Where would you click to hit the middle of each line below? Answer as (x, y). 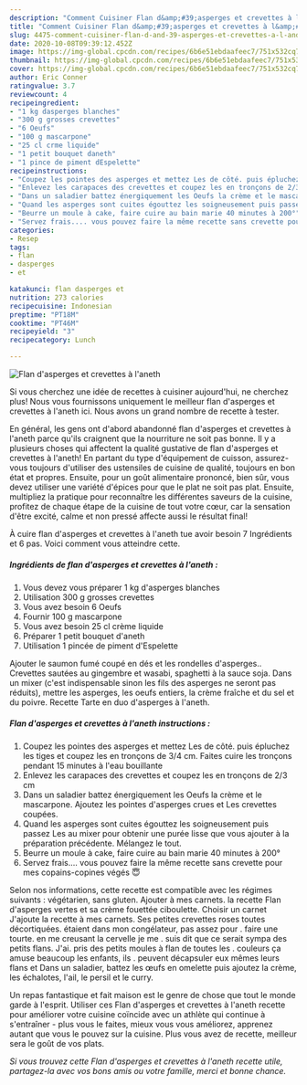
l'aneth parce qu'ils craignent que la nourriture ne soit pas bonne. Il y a (143, 438)
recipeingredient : (44, 103)
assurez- (272, 458)
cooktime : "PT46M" (44, 323)
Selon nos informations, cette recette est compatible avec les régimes (141, 890)
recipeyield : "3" (42, 332)
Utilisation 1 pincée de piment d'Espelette (100, 646)
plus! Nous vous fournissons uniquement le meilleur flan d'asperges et (143, 401)
